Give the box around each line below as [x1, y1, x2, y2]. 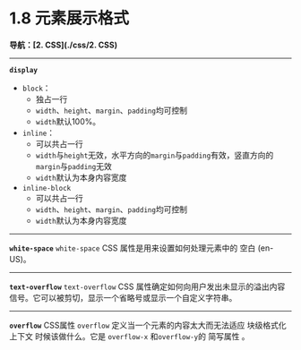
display [9, 65, 39, 74]
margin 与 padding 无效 [35, 160, 112, 171]
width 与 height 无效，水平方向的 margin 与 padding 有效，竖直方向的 [35, 149, 274, 160]
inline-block [21, 184, 72, 192]
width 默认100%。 [35, 115, 101, 126]
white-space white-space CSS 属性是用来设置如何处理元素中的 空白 [9, 243, 256, 253]
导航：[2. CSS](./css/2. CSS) [9, 39, 118, 50]
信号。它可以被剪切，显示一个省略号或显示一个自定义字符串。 [9, 292, 237, 303]
